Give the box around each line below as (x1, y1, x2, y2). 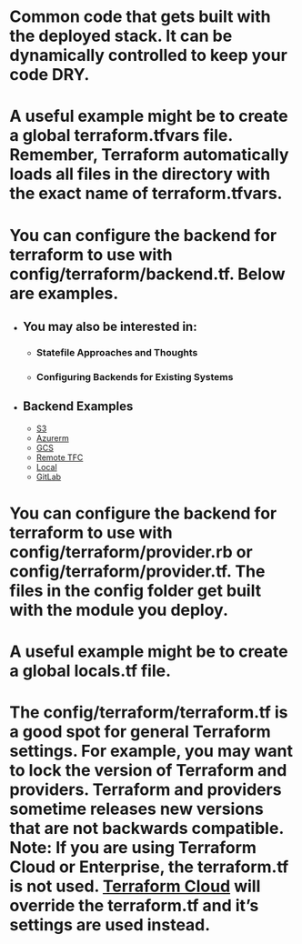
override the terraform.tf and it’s (9, 896, 259, 916)
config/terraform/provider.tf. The (9, 561, 266, 581)
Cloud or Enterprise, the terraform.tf (9, 857, 289, 878)
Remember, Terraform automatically (9, 145, 289, 166)
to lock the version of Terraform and (9, 760, 287, 781)
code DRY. (9, 65, 90, 85)
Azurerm (35, 432, 70, 443)
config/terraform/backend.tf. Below (9, 264, 286, 284)
